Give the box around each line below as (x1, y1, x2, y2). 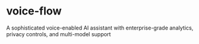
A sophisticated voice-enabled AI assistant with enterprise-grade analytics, (6, 24, 194, 31)
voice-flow (6, 4, 62, 18)
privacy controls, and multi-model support (6, 30, 112, 37)
